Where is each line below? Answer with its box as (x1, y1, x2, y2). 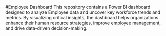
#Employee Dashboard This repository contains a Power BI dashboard (5, 4, 151, 10)
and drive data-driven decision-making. (5, 25, 88, 31)
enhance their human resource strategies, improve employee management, (5, 20, 161, 26)
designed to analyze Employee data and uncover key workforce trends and (5, 9, 161, 15)
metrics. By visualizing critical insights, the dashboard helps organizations (5, 15, 159, 20)
